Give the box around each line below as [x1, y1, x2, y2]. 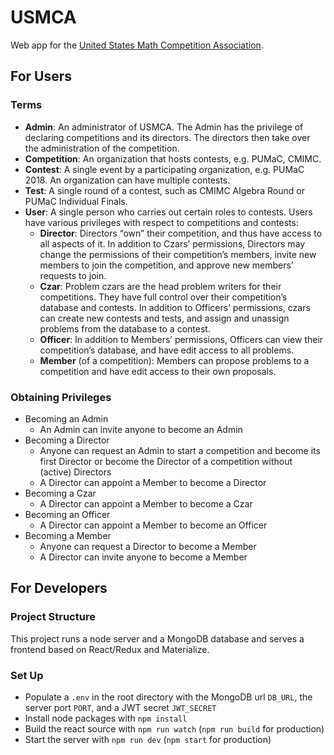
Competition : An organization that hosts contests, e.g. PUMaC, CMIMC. [24, 152, 322, 165]
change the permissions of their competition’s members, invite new [39, 248, 317, 260]
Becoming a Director [24, 434, 110, 446]
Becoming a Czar [24, 487, 97, 499]
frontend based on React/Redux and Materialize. [10, 643, 210, 655]
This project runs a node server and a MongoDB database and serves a [10, 632, 305, 645]
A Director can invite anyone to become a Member [39, 551, 248, 563]
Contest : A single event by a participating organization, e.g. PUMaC [24, 163, 305, 175]
